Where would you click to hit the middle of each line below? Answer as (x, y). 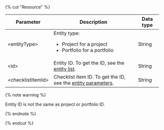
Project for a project (85, 44)
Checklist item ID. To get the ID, (90, 77)
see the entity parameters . (83, 83)
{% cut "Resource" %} (28, 7)
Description (93, 22)
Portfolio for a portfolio (88, 50)
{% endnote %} (21, 114)
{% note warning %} (26, 95)
